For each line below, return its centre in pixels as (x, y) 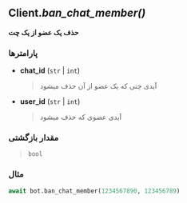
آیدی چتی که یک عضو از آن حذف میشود (98, 86)
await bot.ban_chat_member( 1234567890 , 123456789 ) (94, 191)
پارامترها (23, 53)
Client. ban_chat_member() (77, 13)
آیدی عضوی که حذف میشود (81, 117)
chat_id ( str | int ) (50, 70)
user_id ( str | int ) (50, 101)
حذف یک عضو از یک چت (44, 32)
